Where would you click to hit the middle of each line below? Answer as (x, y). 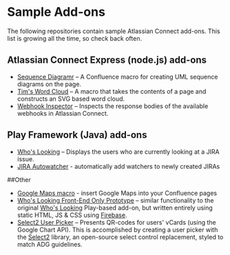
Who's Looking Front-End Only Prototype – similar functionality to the (115, 200)
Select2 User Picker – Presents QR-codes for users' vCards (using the (116, 222)
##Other (19, 179)
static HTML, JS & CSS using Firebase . (72, 215)
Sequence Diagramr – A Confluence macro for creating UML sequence (117, 76)
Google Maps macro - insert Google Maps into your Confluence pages (117, 193)
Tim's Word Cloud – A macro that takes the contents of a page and (112, 91)
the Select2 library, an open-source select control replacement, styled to (120, 237)
